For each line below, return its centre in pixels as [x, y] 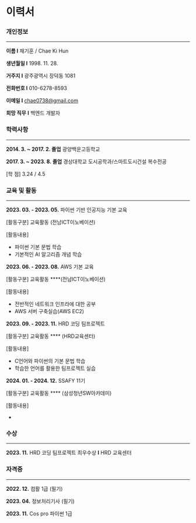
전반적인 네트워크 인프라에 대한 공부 [55, 304]
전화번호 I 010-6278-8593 [36, 88]
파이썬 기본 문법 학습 [38, 247]
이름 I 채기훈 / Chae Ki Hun [37, 51]
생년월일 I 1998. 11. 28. [32, 63]
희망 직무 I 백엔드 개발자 [33, 113]
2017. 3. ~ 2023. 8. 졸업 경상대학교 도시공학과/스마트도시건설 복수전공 [87, 161]
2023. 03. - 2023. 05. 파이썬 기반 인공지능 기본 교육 [67, 210]
